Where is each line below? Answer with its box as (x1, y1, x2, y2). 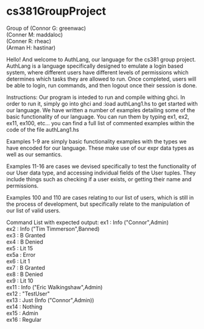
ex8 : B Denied (6, 270, 43, 278)
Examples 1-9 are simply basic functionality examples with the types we (6, 137, 187, 145)
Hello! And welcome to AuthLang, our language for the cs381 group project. (6, 56, 196, 63)
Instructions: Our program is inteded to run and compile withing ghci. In (6, 93, 186, 101)
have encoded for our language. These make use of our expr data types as (6, 144, 194, 151)
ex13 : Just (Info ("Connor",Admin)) (6, 296, 94, 303)
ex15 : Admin (6, 309, 38, 317)
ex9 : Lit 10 (6, 277, 33, 284)
